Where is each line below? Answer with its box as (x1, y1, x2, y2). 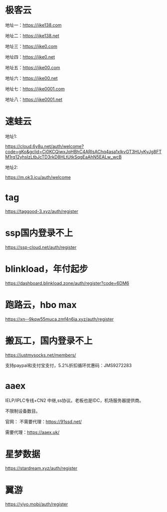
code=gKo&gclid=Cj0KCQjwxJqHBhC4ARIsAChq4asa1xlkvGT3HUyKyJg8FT (5, 148, 162, 154)
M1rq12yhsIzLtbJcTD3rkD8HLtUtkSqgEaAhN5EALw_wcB (5, 153, 122, 160)
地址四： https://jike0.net (5, 53, 55, 60)
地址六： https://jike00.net (5, 75, 58, 81)
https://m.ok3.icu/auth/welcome (5, 174, 71, 180)
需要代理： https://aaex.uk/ (5, 429, 60, 435)
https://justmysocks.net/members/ (5, 352, 76, 358)
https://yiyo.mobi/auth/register (5, 501, 68, 507)
